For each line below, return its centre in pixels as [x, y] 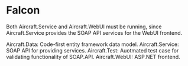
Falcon [23, 10]
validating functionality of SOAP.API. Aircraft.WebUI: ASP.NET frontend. [93, 57]
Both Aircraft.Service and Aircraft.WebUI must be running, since [84, 27]
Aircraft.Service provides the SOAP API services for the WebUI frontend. [94, 32]
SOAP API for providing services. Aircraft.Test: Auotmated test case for [93, 50]
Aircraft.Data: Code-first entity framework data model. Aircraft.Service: [93, 44]
